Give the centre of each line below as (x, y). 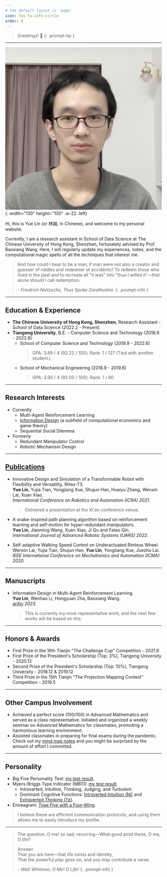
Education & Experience (43, 310)
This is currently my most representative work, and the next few (90, 613)
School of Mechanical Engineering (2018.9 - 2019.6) (73, 368)
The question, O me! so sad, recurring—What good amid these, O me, (89, 834)
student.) (42, 358)
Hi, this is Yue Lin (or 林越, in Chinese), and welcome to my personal (75, 224)
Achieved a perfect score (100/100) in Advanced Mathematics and (80, 715)
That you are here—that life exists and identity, (65, 854)
